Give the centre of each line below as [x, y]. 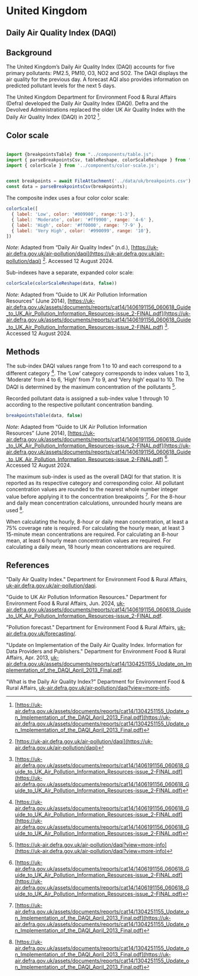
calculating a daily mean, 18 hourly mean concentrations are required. [91, 546]
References [28, 565]
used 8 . [15, 509]
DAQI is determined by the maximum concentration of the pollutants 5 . [91, 386]
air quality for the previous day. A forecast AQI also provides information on [98, 79]
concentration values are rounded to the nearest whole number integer [92, 489]
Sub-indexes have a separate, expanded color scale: [70, 272]
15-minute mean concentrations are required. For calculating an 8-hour [92, 534]
